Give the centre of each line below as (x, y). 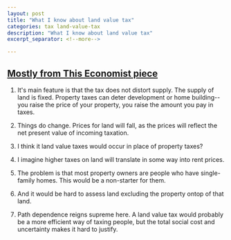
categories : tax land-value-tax (54, 26)
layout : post (26, 13)
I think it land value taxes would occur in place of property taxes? (110, 146)
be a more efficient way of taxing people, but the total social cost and (116, 221)
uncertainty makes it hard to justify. (67, 229)
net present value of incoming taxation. (73, 133)
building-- (206, 97)
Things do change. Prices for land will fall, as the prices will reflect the (117, 125)
